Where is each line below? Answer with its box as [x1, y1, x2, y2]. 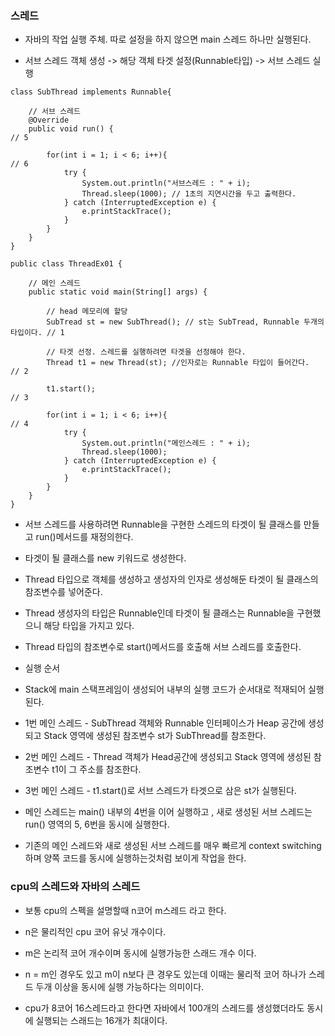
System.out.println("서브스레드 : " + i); [81, 178, 252, 189]
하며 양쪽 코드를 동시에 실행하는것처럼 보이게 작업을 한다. [24, 852, 247, 864]
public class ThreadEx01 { [10, 259, 123, 269]
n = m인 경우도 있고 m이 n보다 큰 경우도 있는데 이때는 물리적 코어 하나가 [24, 968, 307, 980]
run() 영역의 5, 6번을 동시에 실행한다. [24, 818, 170, 831]
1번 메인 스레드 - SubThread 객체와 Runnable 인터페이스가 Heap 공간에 [24, 717, 306, 729]
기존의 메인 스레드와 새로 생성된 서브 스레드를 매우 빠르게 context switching [24, 840, 322, 852]
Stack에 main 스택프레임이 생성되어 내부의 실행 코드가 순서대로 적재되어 [24, 683, 307, 696]
